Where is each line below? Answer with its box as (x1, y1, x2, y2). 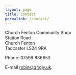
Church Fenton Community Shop (5, 30, 72, 36)
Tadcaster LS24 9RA (5, 45, 47, 51)
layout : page (5, 7, 32, 12)
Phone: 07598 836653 (5, 55, 51, 61)
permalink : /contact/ (5, 16, 50, 21)
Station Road (5, 35, 31, 41)
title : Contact (5, 12, 36, 17)
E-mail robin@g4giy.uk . (5, 64, 52, 70)
